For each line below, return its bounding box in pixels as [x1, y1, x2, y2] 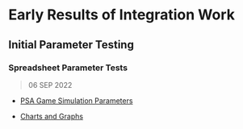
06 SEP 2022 [27, 80, 73, 89]
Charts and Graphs [19, 111, 83, 121]
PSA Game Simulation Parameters [19, 95, 133, 106]
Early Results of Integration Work [8, 6, 236, 24]
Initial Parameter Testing [8, 38, 135, 52]
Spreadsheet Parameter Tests [8, 62, 128, 73]
